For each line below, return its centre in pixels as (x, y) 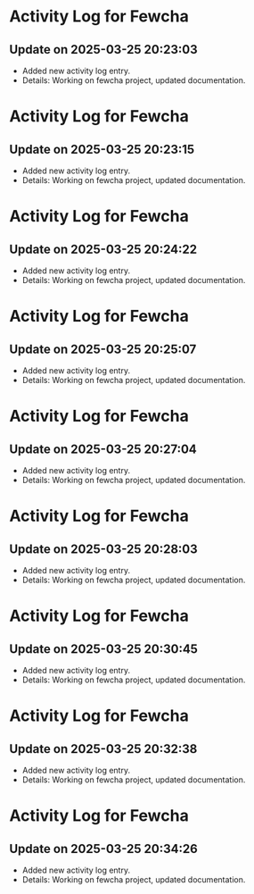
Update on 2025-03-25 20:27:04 (103, 449)
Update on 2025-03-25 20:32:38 (103, 749)
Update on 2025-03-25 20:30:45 (104, 649)
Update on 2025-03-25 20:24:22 (103, 249)
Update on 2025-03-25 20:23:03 (103, 50)
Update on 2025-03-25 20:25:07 (103, 349)
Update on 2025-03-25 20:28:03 (103, 549)
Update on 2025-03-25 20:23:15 (102, 149)
